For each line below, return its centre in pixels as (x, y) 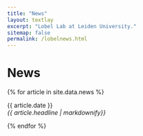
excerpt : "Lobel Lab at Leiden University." (72, 26)
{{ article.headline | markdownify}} (57, 113)
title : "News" (27, 13)
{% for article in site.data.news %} (56, 92)
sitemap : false (29, 33)
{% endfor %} (27, 126)
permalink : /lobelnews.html (47, 39)
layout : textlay (30, 20)
